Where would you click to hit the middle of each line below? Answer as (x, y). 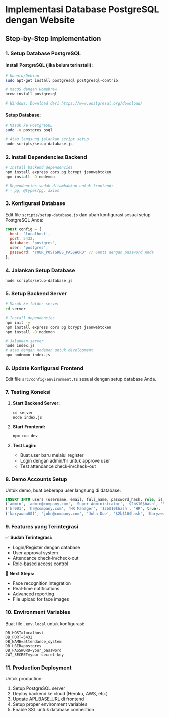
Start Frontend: (29, 427)
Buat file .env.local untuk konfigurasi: (45, 623)
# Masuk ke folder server (32, 304)
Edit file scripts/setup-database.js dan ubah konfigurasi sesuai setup (78, 214)
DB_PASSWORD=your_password (33, 650)
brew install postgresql (31, 94)
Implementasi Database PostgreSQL (82, 9)
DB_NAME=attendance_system (33, 642)
